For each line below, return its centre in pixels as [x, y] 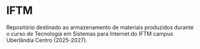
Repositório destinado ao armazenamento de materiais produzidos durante [100, 27]
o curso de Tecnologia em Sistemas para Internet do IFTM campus [90, 33]
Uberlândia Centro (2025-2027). [47, 40]
